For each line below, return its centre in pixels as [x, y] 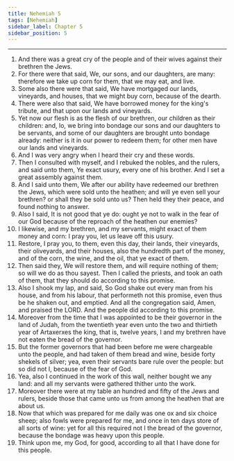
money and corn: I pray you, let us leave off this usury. [96, 236]
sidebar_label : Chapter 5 [45, 26]
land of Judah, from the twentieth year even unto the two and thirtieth [118, 325]
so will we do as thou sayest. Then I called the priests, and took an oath [120, 273]
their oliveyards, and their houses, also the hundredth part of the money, [122, 251]
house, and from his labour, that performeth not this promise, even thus [120, 295]
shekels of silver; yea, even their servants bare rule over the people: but [121, 362]
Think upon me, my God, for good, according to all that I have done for [119, 443]
